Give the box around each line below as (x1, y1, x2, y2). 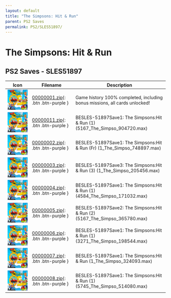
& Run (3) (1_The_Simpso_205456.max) (75, 168, 160, 174)
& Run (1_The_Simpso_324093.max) (75, 258, 153, 264)
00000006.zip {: (32, 230, 66, 236)
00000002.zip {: (32, 140, 66, 146)
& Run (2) (75, 210, 96, 216)
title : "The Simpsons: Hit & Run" (5, 13, 79, 19)
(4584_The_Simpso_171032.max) (75, 193, 148, 199)
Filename (41, 82, 62, 88)
